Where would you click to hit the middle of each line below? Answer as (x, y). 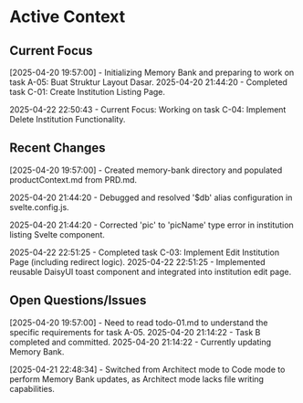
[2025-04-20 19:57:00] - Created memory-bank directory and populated (146, 170)
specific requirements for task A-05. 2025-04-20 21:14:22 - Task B (135, 332)
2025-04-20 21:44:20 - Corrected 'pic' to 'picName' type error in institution (151, 225)
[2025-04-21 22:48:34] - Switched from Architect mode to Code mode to (147, 369)
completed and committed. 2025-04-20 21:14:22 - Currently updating (141, 342)
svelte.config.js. (40, 207)
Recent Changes (58, 148)
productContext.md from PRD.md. (73, 179)
